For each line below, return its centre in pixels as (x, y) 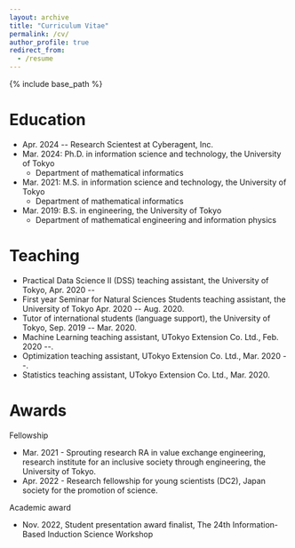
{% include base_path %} (56, 84)
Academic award (40, 507)
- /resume (35, 59)
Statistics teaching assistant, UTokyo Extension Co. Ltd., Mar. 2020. (146, 375)
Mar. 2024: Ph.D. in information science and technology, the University (151, 154)
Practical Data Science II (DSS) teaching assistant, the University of (145, 280)
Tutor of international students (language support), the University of (146, 318)
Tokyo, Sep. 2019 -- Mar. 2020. (80, 327)
